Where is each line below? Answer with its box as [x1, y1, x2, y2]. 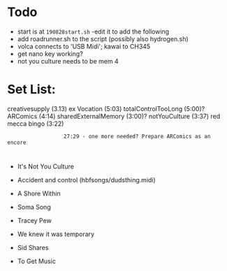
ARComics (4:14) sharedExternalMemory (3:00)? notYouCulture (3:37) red [7, 112, 221, 120]
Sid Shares [17, 244, 49, 252]
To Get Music [17, 257, 56, 265]
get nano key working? [17, 50, 84, 58]
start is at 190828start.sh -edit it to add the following [17, 27, 170, 36]
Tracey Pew [17, 217, 52, 225]
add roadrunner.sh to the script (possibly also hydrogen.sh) [17, 34, 189, 43]
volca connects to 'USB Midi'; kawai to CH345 [17, 42, 151, 50]
